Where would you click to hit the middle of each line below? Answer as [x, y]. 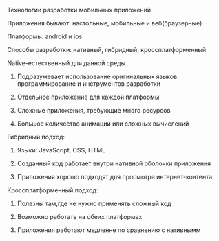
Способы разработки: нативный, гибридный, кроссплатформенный [107, 50]
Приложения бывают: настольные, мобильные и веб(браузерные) [105, 23]
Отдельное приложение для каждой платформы [88, 97]
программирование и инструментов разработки [88, 84]
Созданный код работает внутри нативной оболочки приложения [114, 163]
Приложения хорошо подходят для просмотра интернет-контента [115, 177]
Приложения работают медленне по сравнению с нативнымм [109, 230]
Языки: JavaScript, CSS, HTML [61, 150]
